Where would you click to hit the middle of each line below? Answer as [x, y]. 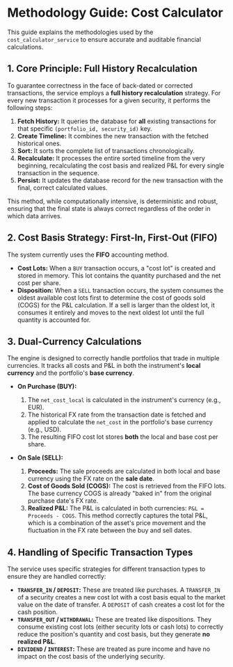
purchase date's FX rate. [63, 501]
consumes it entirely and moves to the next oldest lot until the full [111, 312]
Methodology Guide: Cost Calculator [115, 13]
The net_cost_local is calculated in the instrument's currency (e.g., [124, 400]
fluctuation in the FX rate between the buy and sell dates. [110, 531]
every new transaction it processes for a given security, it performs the [109, 100]
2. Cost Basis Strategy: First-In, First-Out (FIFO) [112, 238]
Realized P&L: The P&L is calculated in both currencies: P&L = [116, 508]
